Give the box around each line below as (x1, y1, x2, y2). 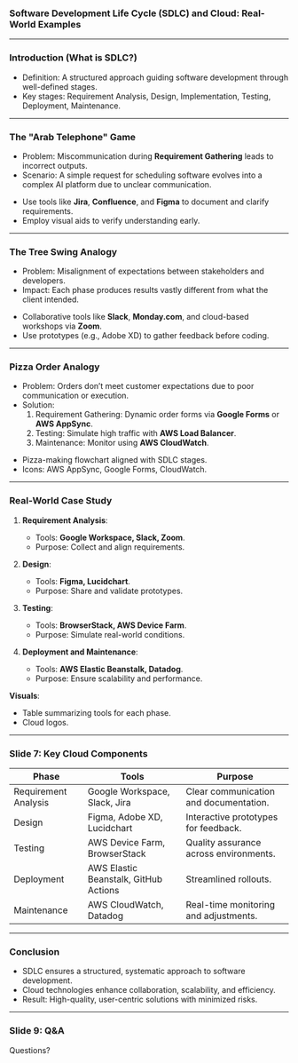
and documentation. (185, 797, 270, 809)
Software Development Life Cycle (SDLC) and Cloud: (9, 7, 240, 20)
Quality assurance (185, 837, 262, 849)
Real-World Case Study (9, 495, 113, 507)
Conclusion (9, 946, 60, 957)
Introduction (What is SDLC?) (9, 52, 137, 64)
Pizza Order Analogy (9, 361, 100, 373)
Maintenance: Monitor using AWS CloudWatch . (35, 438, 210, 448)
